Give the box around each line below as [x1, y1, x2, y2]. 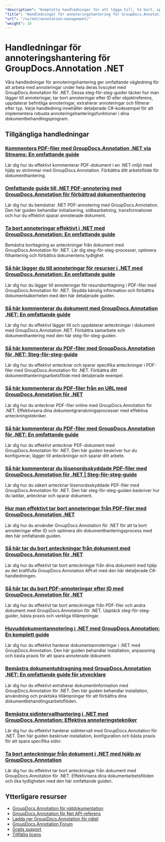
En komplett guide [5, 631, 50, 638]
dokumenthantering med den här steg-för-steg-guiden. [5, 333, 117, 339]
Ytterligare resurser [5, 792, 67, 801]
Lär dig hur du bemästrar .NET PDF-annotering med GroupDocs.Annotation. [5, 202, 159, 208]
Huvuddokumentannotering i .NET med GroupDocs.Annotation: [5, 625, 160, 632]
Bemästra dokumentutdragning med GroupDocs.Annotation [5, 665, 151, 672]
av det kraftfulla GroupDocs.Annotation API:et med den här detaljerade [5, 567, 148, 573]
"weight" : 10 [5, 21, 32, 26]
